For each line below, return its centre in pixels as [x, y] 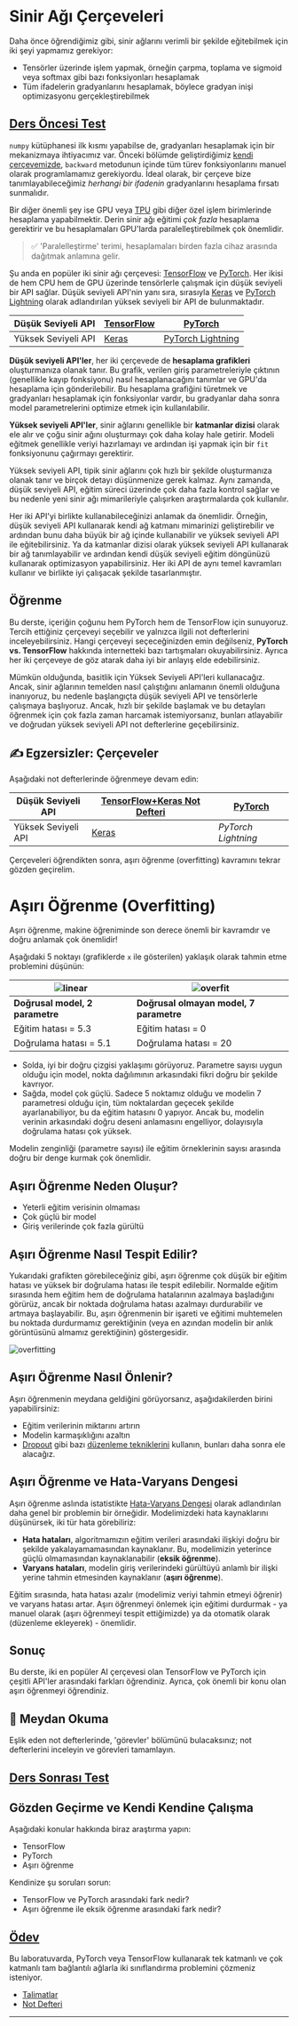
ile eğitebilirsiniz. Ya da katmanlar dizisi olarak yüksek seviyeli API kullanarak [149, 544]
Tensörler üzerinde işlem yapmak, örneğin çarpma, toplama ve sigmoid [152, 68]
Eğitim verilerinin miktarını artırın [81, 1425]
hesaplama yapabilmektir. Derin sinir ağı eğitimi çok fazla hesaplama [134, 219]
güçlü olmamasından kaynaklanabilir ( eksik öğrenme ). [122, 1558]
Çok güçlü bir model [59, 1217]
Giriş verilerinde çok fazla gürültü [83, 1226]
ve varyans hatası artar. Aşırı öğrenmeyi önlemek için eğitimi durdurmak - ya [149, 1604]
